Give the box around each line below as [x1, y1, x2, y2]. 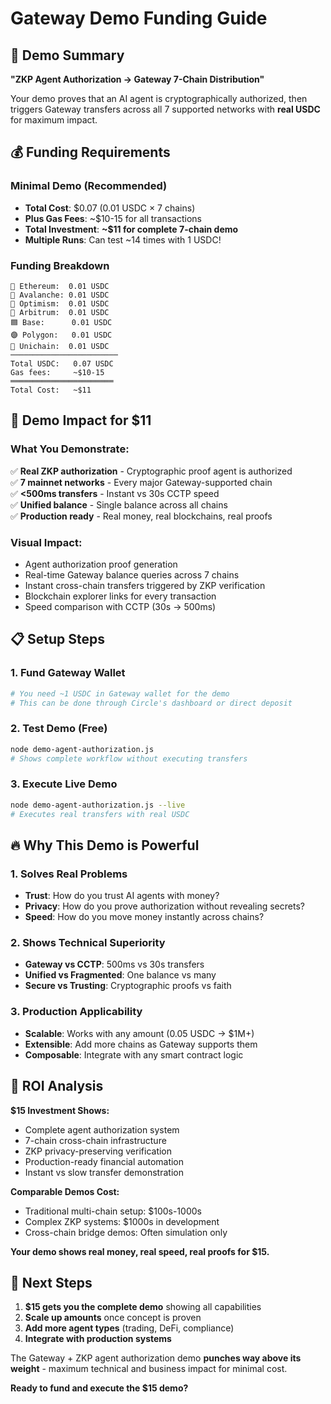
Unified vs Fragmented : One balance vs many [24, 969, 217, 981]
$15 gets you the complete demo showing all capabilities [24, 1301, 262, 1313]
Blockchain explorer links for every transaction [24, 590, 217, 602]
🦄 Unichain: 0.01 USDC [10, 341, 110, 351]
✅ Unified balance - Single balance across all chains [10, 498, 228, 511]
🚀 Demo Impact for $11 [10, 412, 152, 429]
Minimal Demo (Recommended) [10, 179, 168, 193]
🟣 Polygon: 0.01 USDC [10, 330, 113, 340]
